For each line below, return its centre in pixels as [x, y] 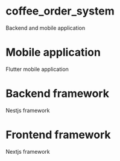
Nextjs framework [28, 151]
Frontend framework [58, 135]
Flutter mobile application [37, 69]
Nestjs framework [28, 110]
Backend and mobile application [46, 28]
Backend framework [58, 94]
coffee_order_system [60, 11]
